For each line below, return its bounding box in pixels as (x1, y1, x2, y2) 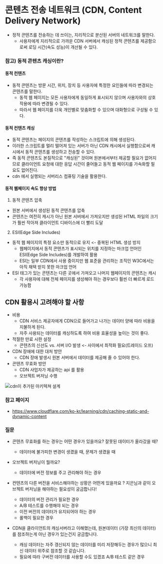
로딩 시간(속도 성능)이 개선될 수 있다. (28, 44, 98, 50)
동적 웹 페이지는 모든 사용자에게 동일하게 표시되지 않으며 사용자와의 (19, 95, 147, 101)
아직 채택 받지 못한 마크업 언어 (19, 264, 77, 270)
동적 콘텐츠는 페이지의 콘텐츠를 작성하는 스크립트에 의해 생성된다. (12, 137, 136, 143)
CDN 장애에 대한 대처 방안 (12, 349, 62, 355)
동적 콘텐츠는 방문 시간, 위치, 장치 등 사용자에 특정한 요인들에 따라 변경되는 (12, 83, 154, 88)
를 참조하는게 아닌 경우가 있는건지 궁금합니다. (12, 531, 98, 537)
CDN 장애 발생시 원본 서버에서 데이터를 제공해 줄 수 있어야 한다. (19, 355, 140, 360)
